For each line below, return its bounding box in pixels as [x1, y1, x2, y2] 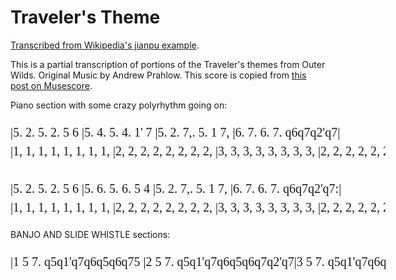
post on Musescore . [10, 79, 93, 91]
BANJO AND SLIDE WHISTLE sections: [10, 228, 171, 240]
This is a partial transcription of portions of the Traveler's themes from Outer [10, 58, 326, 70]
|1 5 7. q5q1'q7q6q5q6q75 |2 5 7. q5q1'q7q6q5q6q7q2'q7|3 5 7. [10, 254, 325, 269]
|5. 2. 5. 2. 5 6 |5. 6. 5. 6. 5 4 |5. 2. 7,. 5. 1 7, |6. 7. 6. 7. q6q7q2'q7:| [10, 181, 342, 196]
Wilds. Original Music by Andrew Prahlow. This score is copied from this [10, 69, 307, 81]
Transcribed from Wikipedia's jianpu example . [10, 39, 200, 51]
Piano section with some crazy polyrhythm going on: [10, 99, 228, 111]
